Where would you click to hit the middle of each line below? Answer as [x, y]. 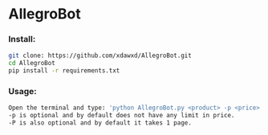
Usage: [23, 92]
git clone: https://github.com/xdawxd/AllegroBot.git [100, 56]
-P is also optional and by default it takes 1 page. [100, 123]
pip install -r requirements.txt [64, 71]
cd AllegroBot [32, 63]
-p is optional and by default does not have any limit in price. [122, 116]
